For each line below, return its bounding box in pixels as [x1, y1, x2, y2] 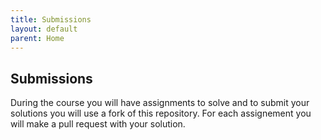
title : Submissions [10, 14, 92, 25]
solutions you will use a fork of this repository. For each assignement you [10, 107, 312, 120]
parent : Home [10, 33, 65, 43]
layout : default [10, 24, 78, 34]
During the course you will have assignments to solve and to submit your [10, 97, 310, 109]
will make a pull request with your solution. [10, 118, 186, 130]
